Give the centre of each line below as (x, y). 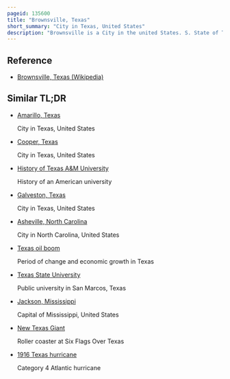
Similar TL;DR (37, 99)
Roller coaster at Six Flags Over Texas (71, 341)
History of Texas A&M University (63, 168)
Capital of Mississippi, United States (68, 314)
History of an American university (64, 181)
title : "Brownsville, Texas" (49, 20)
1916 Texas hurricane (47, 354)
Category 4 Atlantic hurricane (59, 367)
